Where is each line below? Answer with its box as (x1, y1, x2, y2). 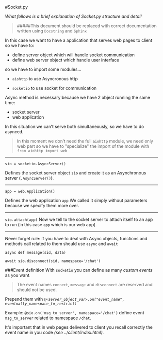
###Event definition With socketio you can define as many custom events (5, 267, 153, 273)
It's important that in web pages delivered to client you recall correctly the (5, 325, 153, 330)
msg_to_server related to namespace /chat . (5, 315, 91, 321)
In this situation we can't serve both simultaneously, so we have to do (5, 124, 144, 129)
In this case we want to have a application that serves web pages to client (5, 37, 153, 43)
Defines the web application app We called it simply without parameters (5, 198, 147, 203)
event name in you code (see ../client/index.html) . (5, 329, 104, 335)
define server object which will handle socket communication (12, 52, 135, 58)
